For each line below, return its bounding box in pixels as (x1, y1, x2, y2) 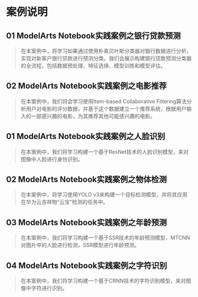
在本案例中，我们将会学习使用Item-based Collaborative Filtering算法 (20, 98, 187, 105)
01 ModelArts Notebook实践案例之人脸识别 (6, 131, 165, 141)
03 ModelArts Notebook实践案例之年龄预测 (6, 217, 167, 227)
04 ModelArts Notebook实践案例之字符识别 (6, 260, 167, 270)
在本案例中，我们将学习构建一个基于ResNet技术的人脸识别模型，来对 (20, 148, 189, 155)
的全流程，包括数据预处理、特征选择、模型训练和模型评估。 (20, 62, 166, 69)
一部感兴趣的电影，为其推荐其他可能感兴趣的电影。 (31, 113, 155, 120)
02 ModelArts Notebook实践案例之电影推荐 (6, 81, 167, 91)
